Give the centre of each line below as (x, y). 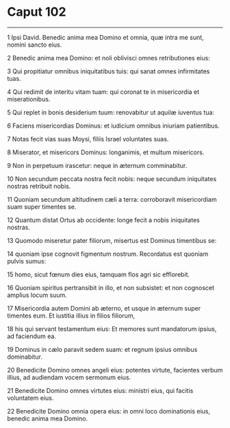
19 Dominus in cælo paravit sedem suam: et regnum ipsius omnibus (102, 349)
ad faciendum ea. (32, 336)
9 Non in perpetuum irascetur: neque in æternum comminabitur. (97, 165)
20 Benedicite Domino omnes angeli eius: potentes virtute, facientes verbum (115, 370)
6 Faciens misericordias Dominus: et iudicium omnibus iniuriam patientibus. (114, 126)
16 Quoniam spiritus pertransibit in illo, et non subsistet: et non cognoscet (111, 287)
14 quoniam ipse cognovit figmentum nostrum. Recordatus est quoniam (108, 254)
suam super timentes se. (42, 206)
